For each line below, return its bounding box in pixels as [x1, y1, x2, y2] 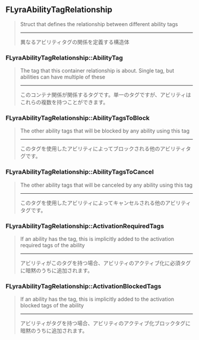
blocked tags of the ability [20, 302, 84, 309]
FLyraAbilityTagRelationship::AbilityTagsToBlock [5, 114, 150, 122]
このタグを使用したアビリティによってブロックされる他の [20, 145, 160, 152]
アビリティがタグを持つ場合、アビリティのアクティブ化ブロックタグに [20, 320, 191, 327]
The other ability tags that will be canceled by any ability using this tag [20, 181, 193, 188]
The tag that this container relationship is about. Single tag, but [20, 67, 175, 74]
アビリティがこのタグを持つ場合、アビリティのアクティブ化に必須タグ [20, 260, 191, 266]
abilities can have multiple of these [20, 74, 105, 81]
